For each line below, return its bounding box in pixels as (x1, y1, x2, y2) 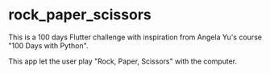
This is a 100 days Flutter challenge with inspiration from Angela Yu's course (8, 32, 262, 42)
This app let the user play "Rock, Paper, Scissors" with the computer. (8, 56, 238, 66)
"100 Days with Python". (8, 40, 89, 50)
